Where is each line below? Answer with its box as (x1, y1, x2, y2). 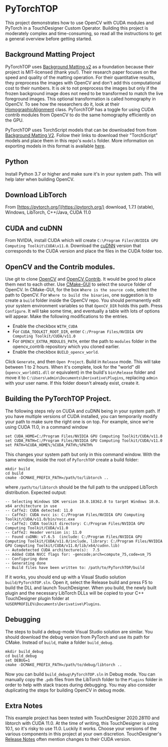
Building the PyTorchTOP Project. (5, 394, 111, 403)
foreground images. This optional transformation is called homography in (5, 96, 156, 102)
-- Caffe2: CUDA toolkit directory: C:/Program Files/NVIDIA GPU (5, 521, 144, 526)
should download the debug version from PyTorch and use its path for (5, 634, 150, 640)
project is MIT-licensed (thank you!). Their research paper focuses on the (5, 69, 157, 75)
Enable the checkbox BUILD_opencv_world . (12, 349, 99, 355)
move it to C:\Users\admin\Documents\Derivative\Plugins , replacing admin (5, 375, 158, 380)
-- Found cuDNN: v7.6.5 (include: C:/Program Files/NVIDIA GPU (5, 534, 142, 539)
